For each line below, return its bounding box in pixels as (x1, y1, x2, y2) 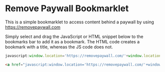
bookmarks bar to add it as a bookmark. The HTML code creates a (5, 38, 140, 44)
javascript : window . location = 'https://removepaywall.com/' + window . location (5, 53, 162, 58)
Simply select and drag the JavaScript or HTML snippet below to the (5, 34, 143, 39)
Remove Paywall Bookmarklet (5, 3, 129, 14)
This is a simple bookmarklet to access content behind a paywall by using (5, 19, 154, 25)
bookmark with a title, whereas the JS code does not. (5, 44, 113, 50)
